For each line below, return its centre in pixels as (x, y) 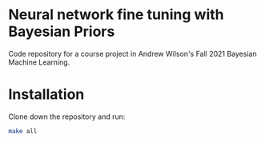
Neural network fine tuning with (116, 15)
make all (23, 131)
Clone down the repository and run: (67, 116)
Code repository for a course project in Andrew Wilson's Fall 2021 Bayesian (133, 53)
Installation (46, 95)
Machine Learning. (39, 62)
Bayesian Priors (62, 32)
